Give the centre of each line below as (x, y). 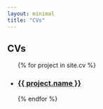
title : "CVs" (26, 20)
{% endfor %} (37, 99)
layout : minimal (31, 14)
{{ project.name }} (49, 83)
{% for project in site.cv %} (57, 65)
